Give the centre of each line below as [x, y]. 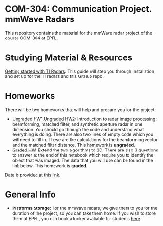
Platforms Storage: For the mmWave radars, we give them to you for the [85, 208]
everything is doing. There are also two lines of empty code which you [83, 134]
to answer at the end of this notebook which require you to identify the [83, 155]
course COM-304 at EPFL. [32, 38]
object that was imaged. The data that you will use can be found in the [82, 160]
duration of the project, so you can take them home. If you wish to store [84, 213]
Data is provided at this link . [33, 175]
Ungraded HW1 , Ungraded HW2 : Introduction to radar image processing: [84, 119]
